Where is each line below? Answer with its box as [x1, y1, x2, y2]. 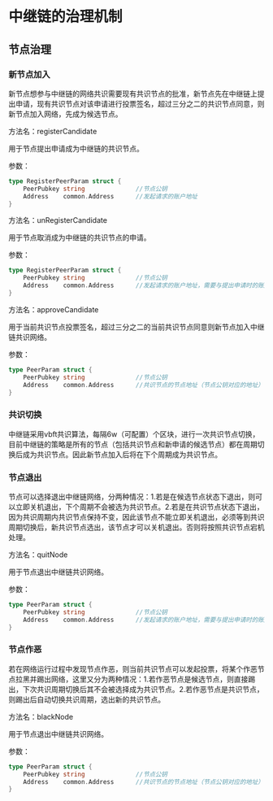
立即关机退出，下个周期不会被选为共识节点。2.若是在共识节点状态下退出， [15, 502, 264, 512]
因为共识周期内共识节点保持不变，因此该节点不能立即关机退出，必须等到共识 [8, 512, 265, 521]
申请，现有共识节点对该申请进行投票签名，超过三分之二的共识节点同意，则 [15, 98, 265, 108]
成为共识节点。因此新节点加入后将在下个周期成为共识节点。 [22, 449, 222, 459]
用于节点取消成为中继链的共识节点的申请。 [8, 233, 151, 242]
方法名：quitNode [8, 550, 68, 559]
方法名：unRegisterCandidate [8, 215, 108, 225]
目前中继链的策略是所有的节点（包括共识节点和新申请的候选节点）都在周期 [8, 439, 258, 449]
